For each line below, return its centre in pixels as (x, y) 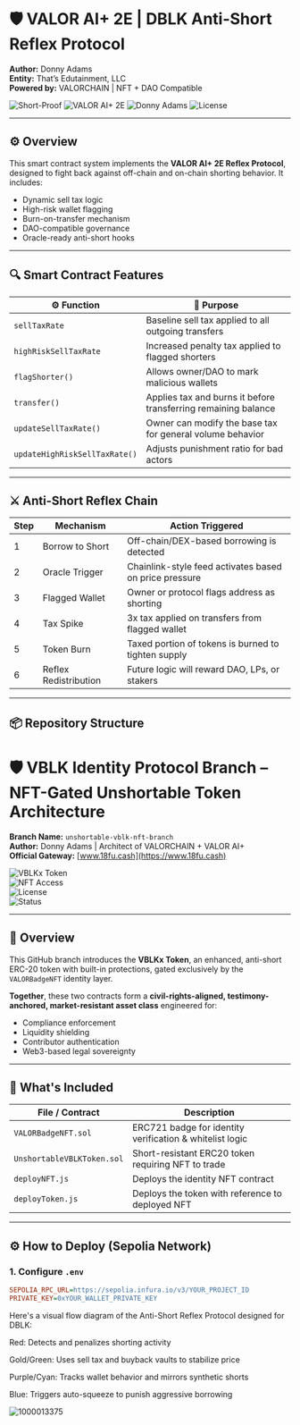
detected (146, 552)
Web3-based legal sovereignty (79, 1051)
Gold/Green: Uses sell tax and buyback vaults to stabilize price (125, 1359)
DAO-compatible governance (76, 228)
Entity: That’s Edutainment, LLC (68, 78)
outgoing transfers (185, 331)
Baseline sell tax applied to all (208, 320)
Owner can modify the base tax (212, 423)
